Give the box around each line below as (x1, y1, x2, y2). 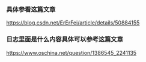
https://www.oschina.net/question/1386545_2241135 (6, 49, 137, 56)
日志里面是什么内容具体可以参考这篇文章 (6, 35, 123, 44)
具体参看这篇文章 (6, 5, 56, 13)
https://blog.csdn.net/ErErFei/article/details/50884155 (6, 19, 140, 26)
